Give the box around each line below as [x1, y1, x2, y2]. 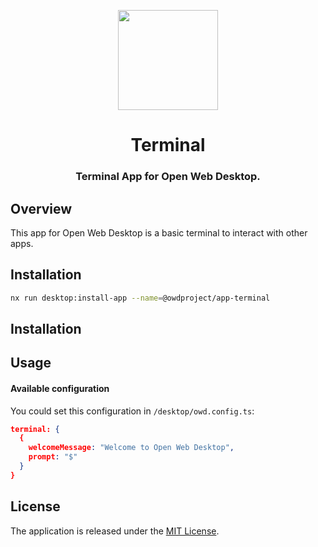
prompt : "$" [28, 452, 78, 462]
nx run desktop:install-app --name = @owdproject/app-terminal [10, 293, 271, 303]
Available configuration [10, 382, 110, 394]
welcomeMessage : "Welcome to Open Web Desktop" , [28, 443, 235, 453]
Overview [10, 200, 73, 217]
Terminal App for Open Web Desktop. [75, 170, 261, 184]
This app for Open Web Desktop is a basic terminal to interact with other [10, 226, 308, 239]
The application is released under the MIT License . [10, 525, 220, 537]
